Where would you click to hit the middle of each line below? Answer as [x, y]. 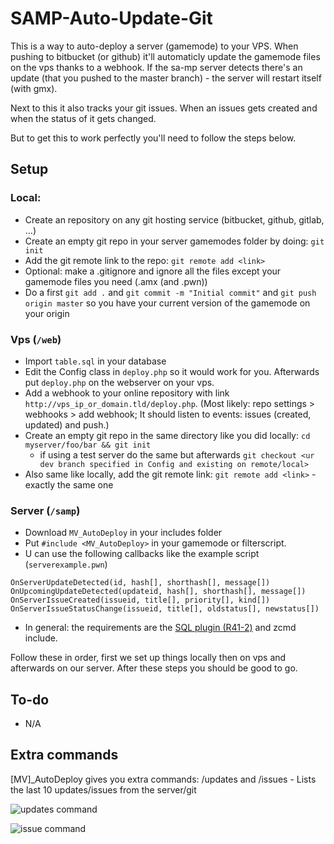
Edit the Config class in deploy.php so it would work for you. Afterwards [172, 371]
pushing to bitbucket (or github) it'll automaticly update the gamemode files [165, 56]
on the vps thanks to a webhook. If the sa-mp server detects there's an [156, 67]
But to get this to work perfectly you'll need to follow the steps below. [153, 138]
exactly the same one [69, 484]
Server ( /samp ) [45, 510]
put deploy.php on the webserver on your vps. [119, 382]
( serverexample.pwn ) [66, 564]
